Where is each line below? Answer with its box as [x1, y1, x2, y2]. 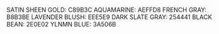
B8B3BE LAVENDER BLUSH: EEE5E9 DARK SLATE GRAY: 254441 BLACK [6, 13, 212, 21]
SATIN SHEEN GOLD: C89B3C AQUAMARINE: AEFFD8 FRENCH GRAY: [6, 6, 207, 14]
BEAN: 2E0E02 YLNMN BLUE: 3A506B [6, 20, 117, 28]
